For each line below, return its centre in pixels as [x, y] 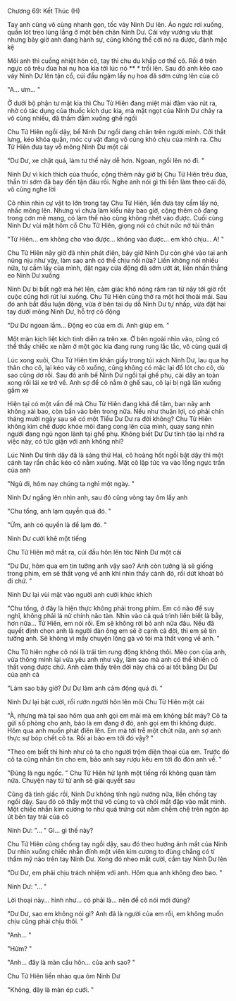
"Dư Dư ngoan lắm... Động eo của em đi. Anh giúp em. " [88, 325]
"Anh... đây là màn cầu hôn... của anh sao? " [72, 962]
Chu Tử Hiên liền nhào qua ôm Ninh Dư [64, 976]
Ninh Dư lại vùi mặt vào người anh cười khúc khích [80, 594]
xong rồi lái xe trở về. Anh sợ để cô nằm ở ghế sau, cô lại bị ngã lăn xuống [114, 383]
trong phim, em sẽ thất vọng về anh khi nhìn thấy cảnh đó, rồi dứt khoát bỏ [116, 573]
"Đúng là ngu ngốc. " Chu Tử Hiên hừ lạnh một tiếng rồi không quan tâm [112, 773]
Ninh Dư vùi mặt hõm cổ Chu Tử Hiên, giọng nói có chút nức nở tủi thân [111, 225]
